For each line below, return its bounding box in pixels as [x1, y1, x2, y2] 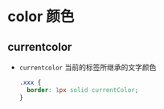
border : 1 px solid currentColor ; [27, 86, 139, 94]
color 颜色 [7, 7, 75, 26]
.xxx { [18, 78, 42, 86]
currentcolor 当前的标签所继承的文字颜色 [18, 62, 157, 72]
